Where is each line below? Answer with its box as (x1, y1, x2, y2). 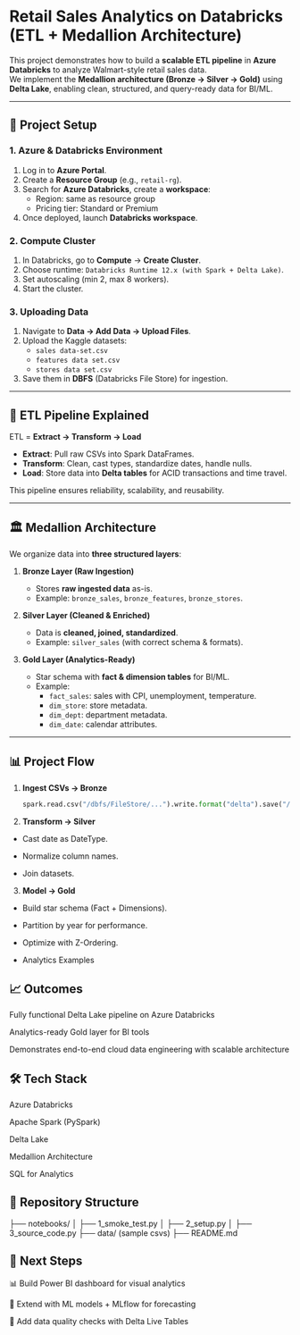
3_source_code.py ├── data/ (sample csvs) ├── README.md (9, 1227, 238, 1238)
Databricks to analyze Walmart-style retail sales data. (9, 64, 207, 75)
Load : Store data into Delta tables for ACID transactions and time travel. (21, 467, 287, 479)
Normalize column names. (21, 851, 119, 861)
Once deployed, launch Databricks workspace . (21, 212, 198, 222)
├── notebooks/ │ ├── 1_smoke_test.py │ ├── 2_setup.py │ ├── (9, 1218, 253, 1229)
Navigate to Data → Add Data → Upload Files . (21, 326, 192, 337)
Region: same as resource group (35, 193, 156, 204)
